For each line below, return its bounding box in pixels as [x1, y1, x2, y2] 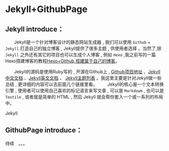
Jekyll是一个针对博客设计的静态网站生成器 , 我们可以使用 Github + [14, 39, 151, 45]
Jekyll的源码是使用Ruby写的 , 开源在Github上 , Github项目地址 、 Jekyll [14, 69, 160, 74]
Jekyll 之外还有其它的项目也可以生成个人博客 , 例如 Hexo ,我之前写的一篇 [5, 52, 156, 57]
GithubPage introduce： [5, 126, 83, 134]
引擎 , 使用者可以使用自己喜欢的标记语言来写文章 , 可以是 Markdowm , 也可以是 [5, 88, 164, 94]
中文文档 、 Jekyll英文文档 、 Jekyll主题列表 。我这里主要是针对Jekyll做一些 [5, 75, 162, 81]
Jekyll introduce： [5, 25, 64, 33]
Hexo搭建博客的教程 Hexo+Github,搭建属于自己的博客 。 [5, 58, 120, 64]
